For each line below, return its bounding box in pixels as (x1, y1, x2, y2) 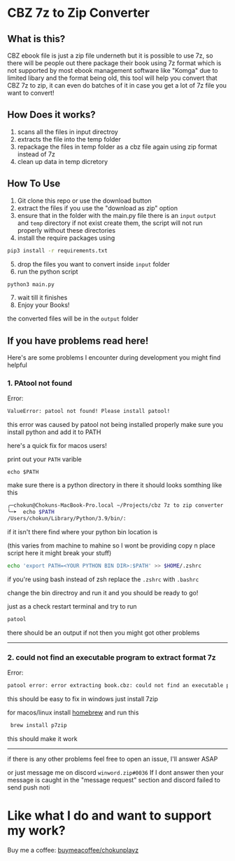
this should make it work (7, 734, 78, 743)
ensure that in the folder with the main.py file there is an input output (17, 211, 217, 219)
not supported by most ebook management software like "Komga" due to (7, 67, 218, 74)
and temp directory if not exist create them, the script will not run (17, 219, 203, 227)
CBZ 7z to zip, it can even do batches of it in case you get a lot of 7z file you (7, 81, 227, 89)
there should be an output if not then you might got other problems (7, 628, 200, 637)
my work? (7, 822, 66, 839)
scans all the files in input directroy (17, 128, 119, 136)
